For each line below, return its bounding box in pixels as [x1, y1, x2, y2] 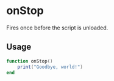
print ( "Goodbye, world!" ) [17, 64, 84, 70]
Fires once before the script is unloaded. [6, 24, 109, 31]
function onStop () [6, 58, 53, 64]
